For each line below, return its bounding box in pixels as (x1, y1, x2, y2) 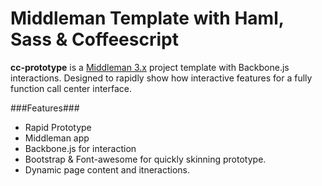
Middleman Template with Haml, (10, 7, 285, 30)
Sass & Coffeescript (10, 28, 179, 51)
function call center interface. (10, 82, 133, 94)
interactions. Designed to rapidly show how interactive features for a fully (10, 72, 313, 84)
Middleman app (24, 132, 90, 144)
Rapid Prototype (24, 121, 92, 133)
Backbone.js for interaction (24, 142, 137, 154)
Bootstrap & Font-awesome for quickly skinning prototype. (24, 153, 267, 165)
